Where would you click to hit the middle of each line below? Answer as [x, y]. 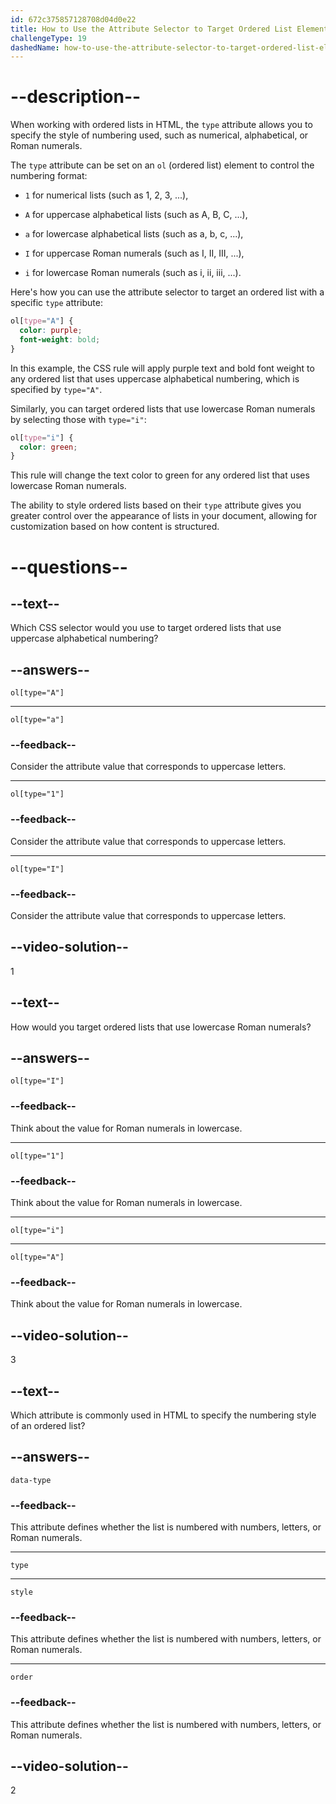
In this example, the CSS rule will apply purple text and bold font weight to [162, 368]
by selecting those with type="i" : [78, 419]
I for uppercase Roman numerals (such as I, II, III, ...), [134, 253]
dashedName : [35, 47]
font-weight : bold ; [60, 339]
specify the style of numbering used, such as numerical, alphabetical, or [159, 135]
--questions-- [69, 567]
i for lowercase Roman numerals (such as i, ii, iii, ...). [133, 273]
